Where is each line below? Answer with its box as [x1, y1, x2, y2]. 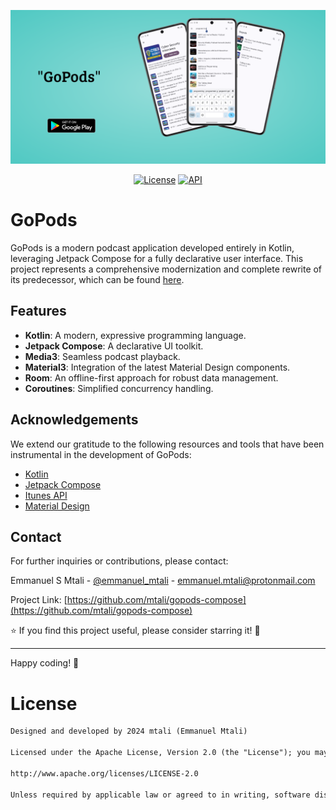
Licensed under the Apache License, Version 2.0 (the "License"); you [10, 748, 311, 758]
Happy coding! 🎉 [10, 657, 80, 669]
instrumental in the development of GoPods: [10, 448, 192, 460]
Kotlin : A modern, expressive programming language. [24, 329, 247, 341]
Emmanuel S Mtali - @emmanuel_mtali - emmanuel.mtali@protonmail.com [10, 575, 316, 587]
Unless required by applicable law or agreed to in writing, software [10, 790, 311, 800]
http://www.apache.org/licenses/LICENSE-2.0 [10, 768, 199, 779]
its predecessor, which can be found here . [10, 274, 185, 286]
